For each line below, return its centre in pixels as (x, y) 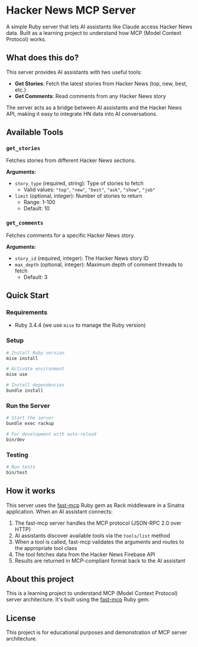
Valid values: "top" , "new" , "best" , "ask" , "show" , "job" (89, 190)
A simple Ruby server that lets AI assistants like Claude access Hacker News (99, 27)
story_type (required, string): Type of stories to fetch (79, 183)
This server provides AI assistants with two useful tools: (74, 72)
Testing (17, 454)
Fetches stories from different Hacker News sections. (71, 161)
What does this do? (43, 58)
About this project (40, 579)
